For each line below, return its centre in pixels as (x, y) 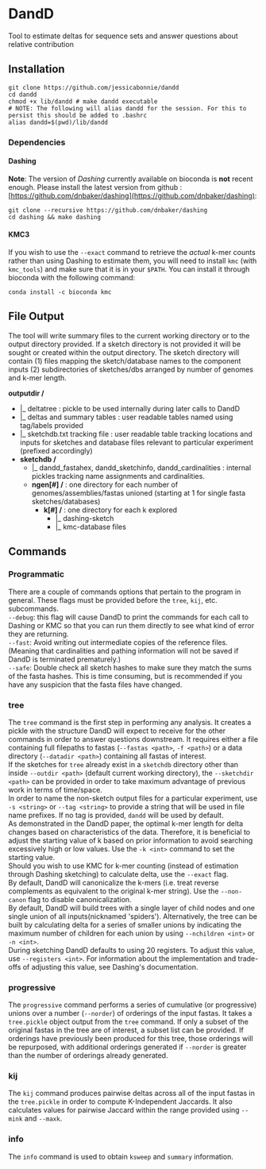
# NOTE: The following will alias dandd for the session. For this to (127, 108)
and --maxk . (43, 1119)
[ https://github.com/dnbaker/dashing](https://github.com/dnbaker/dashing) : (133, 195)
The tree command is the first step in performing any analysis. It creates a (130, 722)
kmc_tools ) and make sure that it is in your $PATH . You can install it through (129, 269)
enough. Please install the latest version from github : (95, 187)
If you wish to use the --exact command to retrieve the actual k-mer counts (132, 253)
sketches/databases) (66, 501)
